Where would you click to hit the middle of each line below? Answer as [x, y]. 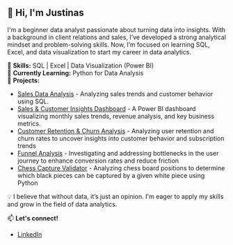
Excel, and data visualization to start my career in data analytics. [99, 52]
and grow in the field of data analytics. [62, 204]
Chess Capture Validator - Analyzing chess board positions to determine [121, 168]
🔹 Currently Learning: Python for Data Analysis [75, 73]
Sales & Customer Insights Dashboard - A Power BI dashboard [106, 108]
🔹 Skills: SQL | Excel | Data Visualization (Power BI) [81, 65]
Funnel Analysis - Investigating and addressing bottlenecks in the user [118, 153]
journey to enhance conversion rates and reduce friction [98, 161]
